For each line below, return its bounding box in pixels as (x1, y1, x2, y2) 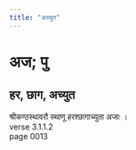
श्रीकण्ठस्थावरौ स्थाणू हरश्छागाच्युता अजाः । (9, 111, 128, 121)
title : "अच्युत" (9, 12, 60, 22)
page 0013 (9, 130, 49, 141)
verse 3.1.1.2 (9, 121, 53, 132)
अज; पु (9, 51, 49, 71)
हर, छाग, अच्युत (9, 87, 76, 103)
